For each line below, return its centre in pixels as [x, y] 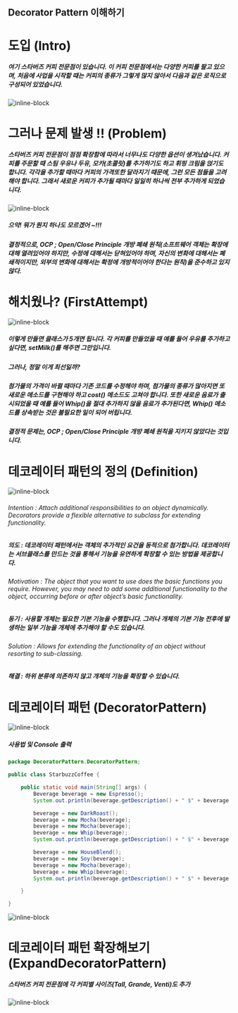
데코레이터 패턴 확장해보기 [79, 948]
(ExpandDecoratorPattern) [88, 963]
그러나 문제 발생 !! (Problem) [88, 133]
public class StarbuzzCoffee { [54, 775]
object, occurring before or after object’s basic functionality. [96, 596]
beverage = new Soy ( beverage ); [79, 859]
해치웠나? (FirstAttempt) [78, 302]
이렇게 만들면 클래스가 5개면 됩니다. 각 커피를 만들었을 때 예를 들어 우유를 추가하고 [119, 339]
